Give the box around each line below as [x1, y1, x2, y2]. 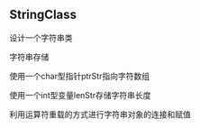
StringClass [9, 7, 77, 23]
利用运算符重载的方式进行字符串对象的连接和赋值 [9, 108, 191, 120]
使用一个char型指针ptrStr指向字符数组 [9, 70, 150, 81]
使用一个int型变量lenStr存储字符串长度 [9, 89, 151, 100]
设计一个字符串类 [9, 32, 73, 43]
